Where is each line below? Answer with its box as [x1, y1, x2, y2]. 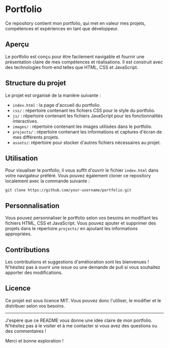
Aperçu [5, 40, 29, 49]
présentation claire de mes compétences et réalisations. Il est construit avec [5, 59, 163, 65]
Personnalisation [5, 201, 60, 210]
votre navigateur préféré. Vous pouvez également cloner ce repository [5, 173, 151, 179]
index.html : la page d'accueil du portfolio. [12, 102, 101, 108]
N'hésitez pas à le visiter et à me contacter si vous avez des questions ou [5, 322, 157, 328]
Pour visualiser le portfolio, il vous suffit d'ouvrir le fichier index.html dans [5, 167, 159, 173]
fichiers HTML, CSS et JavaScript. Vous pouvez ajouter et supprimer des [5, 220, 156, 226]
